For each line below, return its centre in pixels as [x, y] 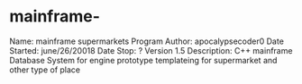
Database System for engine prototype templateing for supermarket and [143, 60]
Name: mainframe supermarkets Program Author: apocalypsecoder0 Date [146, 41]
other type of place [45, 70]
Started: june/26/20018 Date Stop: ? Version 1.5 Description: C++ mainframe [151, 50]
